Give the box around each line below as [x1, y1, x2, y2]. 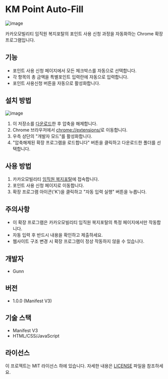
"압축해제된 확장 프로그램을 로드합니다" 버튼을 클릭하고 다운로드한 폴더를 [12, 139, 156, 145]
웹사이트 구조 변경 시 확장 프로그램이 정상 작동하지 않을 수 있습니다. [12, 238, 145, 244]
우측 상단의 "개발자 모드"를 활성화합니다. [12, 133, 92, 139]
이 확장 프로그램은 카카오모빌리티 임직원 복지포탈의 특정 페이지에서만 [12, 220, 148, 226]
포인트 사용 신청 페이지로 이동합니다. [12, 183, 84, 189]
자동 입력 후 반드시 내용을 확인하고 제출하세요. [12, 232, 103, 238]
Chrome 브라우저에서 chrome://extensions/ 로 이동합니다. [12, 127, 128, 133]
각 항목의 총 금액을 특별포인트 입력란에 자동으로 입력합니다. [12, 74, 129, 80]
